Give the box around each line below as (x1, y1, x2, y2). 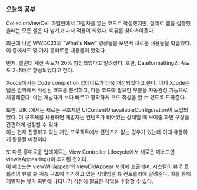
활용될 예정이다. (12, 136, 49, 143)
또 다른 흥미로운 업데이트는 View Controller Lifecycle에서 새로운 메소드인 (6, 148, 175, 155)
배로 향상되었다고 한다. (21, 66, 74, 74)
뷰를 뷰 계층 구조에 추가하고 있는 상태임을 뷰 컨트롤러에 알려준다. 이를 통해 (21, 171, 191, 178)
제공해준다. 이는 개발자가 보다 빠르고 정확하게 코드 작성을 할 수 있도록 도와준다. (6, 94, 186, 101)
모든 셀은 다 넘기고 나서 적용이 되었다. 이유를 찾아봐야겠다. (21, 27, 155, 34)
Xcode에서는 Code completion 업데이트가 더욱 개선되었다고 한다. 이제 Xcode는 (6, 79, 190, 86)
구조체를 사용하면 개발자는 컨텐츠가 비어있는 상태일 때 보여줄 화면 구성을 (24, 114, 190, 121)
